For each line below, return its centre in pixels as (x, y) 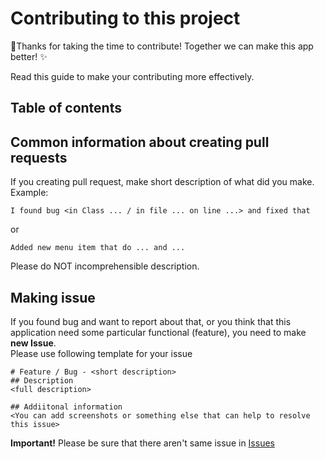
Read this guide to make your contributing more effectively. (132, 76)
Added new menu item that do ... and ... (98, 248)
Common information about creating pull (140, 142)
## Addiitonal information (66, 407)
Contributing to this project (125, 18)
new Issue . (33, 343)
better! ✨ (29, 56)
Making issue (53, 297)
